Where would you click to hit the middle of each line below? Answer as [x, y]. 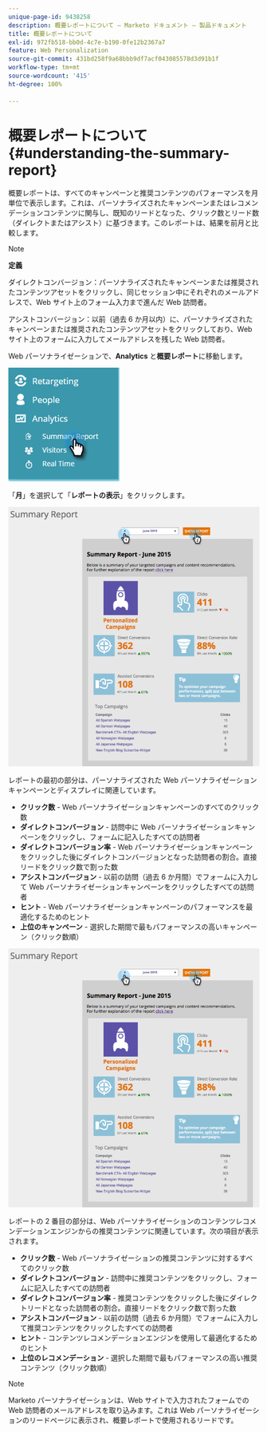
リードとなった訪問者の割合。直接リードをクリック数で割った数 [132, 1308]
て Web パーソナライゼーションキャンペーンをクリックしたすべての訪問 [137, 887]
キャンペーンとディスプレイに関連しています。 [84, 789]
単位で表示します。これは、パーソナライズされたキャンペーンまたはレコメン [133, 203]
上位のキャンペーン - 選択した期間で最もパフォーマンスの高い [121, 927]
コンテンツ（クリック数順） [65, 1368]
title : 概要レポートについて [51, 34]
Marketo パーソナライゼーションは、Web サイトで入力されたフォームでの [129, 1400]
